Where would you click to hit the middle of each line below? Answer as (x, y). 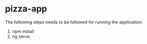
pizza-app (26, 9)
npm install (23, 31)
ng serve (21, 36)
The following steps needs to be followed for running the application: (74, 22)
